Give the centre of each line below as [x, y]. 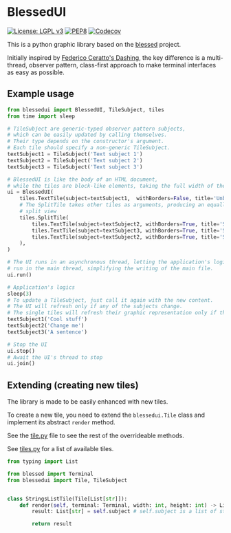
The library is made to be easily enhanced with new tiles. [88, 402]
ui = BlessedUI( [30, 192]
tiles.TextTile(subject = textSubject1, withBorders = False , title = [117, 199]
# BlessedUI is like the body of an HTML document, [82, 180]
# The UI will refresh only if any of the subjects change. [95, 307]
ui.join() [21, 364]
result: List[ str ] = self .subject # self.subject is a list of [124, 512]
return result [52, 524]
